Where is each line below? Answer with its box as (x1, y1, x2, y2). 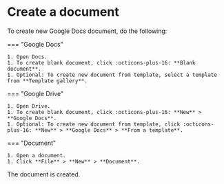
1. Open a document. (7, 152, 67, 159)
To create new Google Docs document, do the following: (7, 27, 167, 35)
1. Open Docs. (7, 53, 48, 60)
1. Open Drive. (7, 102, 51, 110)
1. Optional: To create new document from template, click (7, 121, 181, 128)
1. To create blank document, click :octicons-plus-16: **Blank (7, 59, 196, 66)
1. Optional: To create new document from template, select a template (7, 71, 217, 78)
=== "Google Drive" (7, 89, 64, 97)
